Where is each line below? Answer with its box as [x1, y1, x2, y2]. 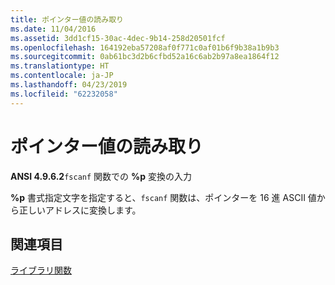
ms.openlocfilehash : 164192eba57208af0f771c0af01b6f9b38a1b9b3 [10, 42, 280, 53]
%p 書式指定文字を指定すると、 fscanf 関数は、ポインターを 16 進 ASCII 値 [10, 191, 317, 203]
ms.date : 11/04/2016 [10, 24, 97, 34]
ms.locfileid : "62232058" [10, 89, 118, 99]
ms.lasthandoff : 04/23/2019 [10, 80, 128, 90]
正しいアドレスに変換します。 [18, 204, 142, 216]
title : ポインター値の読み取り [10, 14, 124, 25]
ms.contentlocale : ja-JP [10, 71, 114, 81]
